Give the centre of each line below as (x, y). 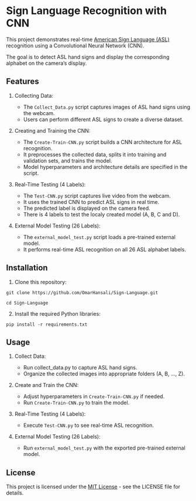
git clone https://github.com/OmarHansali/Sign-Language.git (82, 293)
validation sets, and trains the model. (68, 160)
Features (23, 82)
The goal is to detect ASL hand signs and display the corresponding (88, 57)
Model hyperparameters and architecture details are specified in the (105, 167)
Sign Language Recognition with (86, 11)
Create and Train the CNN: (47, 385)
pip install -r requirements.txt (47, 324)
